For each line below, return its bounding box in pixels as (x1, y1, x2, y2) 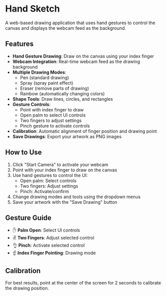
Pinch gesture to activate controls (20, 123, 90, 129)
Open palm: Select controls (20, 177, 77, 184)
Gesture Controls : (12, 101, 51, 107)
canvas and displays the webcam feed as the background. (5, 25, 126, 31)
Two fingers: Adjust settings (20, 183, 78, 189)
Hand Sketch (5, 3, 60, 15)
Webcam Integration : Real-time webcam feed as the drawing (12, 58, 140, 65)
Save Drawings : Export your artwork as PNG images (12, 133, 122, 139)
